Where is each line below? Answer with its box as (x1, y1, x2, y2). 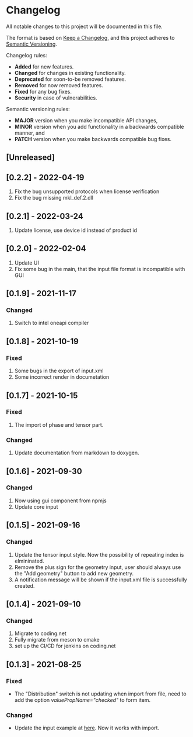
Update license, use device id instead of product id (14, 227, 137, 234)
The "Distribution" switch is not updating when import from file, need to (14, 690, 187, 697)
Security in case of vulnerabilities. (14, 94, 97, 101)
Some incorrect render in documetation (14, 373, 110, 381)
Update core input (14, 503, 58, 510)
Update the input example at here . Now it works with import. (14, 724, 159, 732)
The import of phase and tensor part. (14, 421, 104, 428)
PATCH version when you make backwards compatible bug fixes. (14, 135, 172, 142)
